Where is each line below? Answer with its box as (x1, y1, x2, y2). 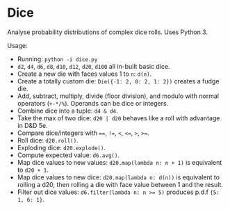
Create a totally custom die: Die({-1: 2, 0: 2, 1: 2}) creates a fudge (17, 76, 220, 85)
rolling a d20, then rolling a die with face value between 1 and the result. (17, 180, 224, 188)
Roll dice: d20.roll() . (17, 136, 79, 144)
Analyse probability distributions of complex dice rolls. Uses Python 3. (7, 28, 208, 36)
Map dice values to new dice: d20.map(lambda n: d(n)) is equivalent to (17, 172, 220, 181)
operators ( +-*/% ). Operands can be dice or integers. (17, 99, 169, 107)
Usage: (7, 41, 28, 49)
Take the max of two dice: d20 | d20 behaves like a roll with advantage (17, 113, 220, 122)
